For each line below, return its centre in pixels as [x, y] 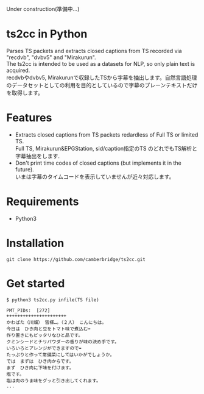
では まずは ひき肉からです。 [40, 361]
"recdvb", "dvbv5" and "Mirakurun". [51, 57]
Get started [36, 283]
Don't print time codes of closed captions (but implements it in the [98, 163]
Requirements [43, 202]
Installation [35, 243]
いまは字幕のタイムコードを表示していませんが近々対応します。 [95, 176]
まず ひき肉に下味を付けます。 [40, 368]
